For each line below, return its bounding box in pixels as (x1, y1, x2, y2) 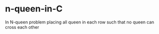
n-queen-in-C (5, 3, 63, 14)
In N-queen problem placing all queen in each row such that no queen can (5, 19, 155, 25)
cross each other (5, 24, 40, 30)
